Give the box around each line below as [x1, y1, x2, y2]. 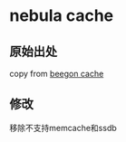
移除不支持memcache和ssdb [9, 122, 118, 133]
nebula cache [9, 5, 114, 26]
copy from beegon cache [9, 69, 104, 79]
